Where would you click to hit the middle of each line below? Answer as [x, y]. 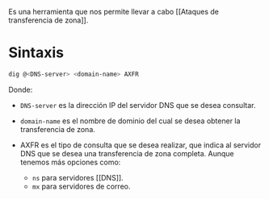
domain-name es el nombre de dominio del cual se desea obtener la [130, 121]
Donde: [21, 89]
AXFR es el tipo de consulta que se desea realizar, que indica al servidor [140, 145]
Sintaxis [36, 53]
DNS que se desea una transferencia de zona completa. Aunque [127, 153]
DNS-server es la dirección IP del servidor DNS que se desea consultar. [138, 105]
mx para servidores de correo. [81, 186]
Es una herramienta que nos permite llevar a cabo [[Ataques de [114, 12]
